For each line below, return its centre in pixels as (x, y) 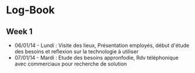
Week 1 (19, 32)
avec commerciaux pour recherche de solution (71, 64)
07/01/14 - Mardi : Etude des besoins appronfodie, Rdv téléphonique (97, 58)
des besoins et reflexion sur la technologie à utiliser (76, 52)
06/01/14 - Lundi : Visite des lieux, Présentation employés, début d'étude (102, 45)
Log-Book (30, 10)
